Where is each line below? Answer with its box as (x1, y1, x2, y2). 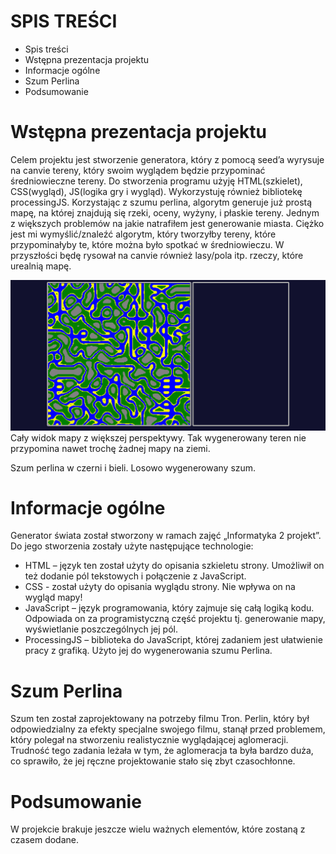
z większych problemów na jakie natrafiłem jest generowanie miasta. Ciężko (10, 217, 325, 229)
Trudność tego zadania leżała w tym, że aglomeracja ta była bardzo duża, (10, 745, 314, 757)
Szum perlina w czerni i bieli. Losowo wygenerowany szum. (10, 461, 257, 474)
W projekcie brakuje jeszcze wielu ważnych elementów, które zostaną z (10, 823, 306, 835)
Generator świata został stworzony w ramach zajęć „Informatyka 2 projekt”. (10, 530, 322, 542)
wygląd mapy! (24, 591, 83, 604)
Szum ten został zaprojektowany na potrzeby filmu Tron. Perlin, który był (10, 713, 310, 725)
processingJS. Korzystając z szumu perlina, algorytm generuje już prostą (10, 196, 313, 208)
